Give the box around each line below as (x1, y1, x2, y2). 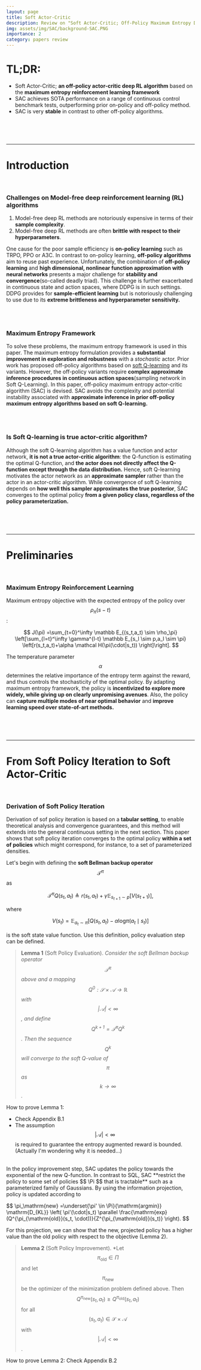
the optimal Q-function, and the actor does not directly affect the (6, 459, 169, 466)
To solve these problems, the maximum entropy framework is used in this (6, 343, 187, 350)
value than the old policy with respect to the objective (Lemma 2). (6, 1233, 168, 1241)
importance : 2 (6, 31, 42, 37)
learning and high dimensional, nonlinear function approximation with (6, 264, 184, 271)
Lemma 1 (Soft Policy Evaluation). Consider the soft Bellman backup (20, 949, 189, 956)
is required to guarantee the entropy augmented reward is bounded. (14, 1141, 182, 1148)
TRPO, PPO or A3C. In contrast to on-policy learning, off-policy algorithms (6, 252, 191, 259)
